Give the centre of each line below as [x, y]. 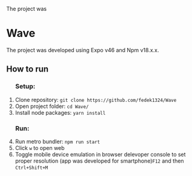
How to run [28, 69]
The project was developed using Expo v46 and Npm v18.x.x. [83, 50]
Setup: [25, 86]
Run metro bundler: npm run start [58, 141]
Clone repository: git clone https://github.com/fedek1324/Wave [96, 100]
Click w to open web [40, 147]
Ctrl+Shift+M [31, 168]
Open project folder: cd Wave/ [52, 106]
